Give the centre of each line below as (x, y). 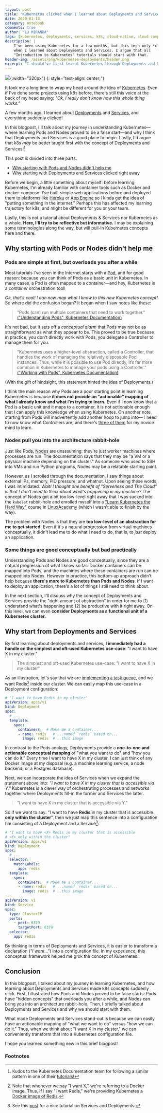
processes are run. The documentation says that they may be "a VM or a (78, 456)
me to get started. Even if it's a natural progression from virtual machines (79, 527)
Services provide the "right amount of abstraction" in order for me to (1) (76, 601)
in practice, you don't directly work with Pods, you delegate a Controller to (79, 337)
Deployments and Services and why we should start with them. (68, 1009)
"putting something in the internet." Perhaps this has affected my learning (79, 203)
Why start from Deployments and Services (71, 632)
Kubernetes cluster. (25, 616)
